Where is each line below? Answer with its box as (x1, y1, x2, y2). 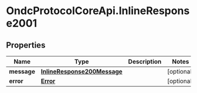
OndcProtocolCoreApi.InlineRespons (6, 4, 190, 18)
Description (128, 58, 162, 65)
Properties (6, 40, 46, 50)
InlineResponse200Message (40, 68, 123, 75)
